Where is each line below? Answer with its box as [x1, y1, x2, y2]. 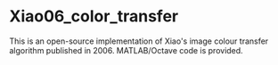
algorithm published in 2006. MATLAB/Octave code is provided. [9, 45, 243, 55]
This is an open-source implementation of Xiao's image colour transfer [9, 36, 269, 46]
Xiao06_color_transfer [9, 6, 179, 27]
